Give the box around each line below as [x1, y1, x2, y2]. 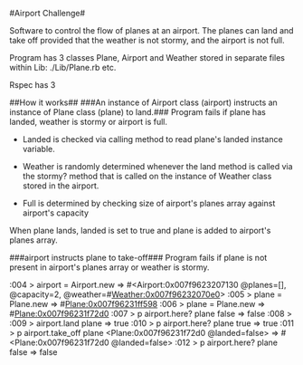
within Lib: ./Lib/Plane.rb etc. [9, 62, 117, 72]
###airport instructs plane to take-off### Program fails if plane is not [9, 253, 268, 263]
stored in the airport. [22, 180, 99, 191]
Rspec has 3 [9, 80, 56, 90]
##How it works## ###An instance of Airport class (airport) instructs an [9, 97, 278, 108]
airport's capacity [22, 207, 89, 218]
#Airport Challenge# [9, 8, 86, 18]
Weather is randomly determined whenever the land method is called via [22, 161, 293, 171]
